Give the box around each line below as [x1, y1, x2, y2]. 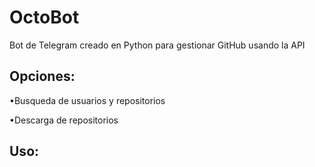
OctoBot [9, 6, 80, 29]
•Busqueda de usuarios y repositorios [9, 94, 166, 106]
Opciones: [9, 68, 76, 85]
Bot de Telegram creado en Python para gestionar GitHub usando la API [9, 39, 306, 51]
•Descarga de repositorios [9, 114, 119, 126]
